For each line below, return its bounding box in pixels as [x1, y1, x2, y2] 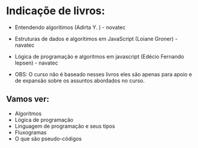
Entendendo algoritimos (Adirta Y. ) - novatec [14, 24, 126, 31]
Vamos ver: [6, 94, 49, 104]
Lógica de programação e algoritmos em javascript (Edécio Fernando [14, 53, 184, 60]
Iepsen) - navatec [14, 59, 58, 66]
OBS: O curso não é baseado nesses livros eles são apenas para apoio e [14, 70, 193, 78]
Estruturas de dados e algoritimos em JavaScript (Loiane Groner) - [14, 35, 178, 42]
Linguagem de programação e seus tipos [14, 123, 116, 130]
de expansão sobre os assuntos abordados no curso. [14, 77, 145, 84]
